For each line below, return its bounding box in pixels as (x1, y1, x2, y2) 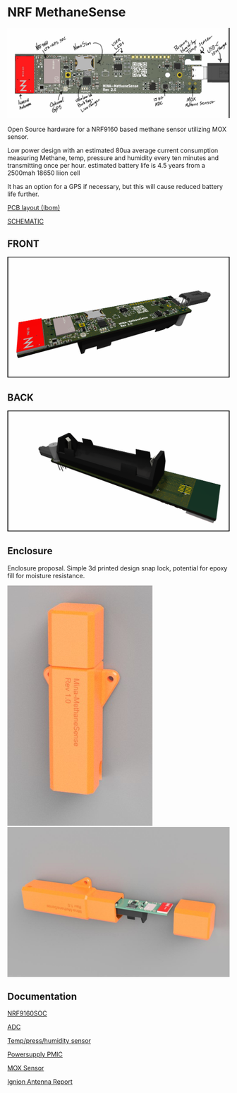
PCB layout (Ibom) (7, 204, 61, 212)
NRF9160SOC (7, 1009, 47, 1018)
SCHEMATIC (7, 217, 44, 226)
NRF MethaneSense (7, 4, 126, 20)
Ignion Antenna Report (7, 1077, 73, 1086)
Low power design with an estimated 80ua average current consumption (7, 146, 219, 155)
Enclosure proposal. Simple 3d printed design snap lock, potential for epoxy (7, 563, 228, 572)
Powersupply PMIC (7, 1050, 63, 1058)
